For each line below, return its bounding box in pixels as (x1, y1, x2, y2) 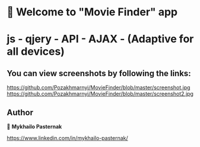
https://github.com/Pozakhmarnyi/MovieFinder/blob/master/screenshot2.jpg (7, 90, 193, 97)
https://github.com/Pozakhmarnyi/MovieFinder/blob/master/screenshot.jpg (7, 84, 191, 91)
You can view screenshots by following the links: (7, 68, 192, 79)
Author (7, 107, 33, 117)
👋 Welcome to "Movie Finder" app (7, 5, 177, 19)
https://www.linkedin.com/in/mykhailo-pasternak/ (7, 135, 128, 141)
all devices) (7, 45, 65, 58)
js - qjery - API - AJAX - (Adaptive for (7, 32, 194, 46)
